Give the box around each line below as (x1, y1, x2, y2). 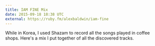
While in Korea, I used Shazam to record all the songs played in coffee (5, 30, 150, 36)
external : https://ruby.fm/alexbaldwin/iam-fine (5, 16, 109, 21)
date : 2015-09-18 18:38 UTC (5, 12, 64, 17)
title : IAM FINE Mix (5, 7, 49, 12)
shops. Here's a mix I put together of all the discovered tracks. (5, 35, 134, 41)
